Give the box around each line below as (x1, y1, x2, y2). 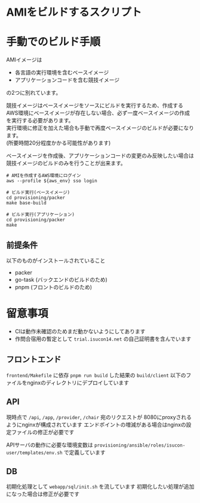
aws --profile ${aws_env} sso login (6, 178, 97, 184)
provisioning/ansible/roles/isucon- (94, 442, 186, 448)
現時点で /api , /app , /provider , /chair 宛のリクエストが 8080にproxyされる (6, 413, 192, 420)
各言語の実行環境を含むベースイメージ (14, 69, 109, 76)
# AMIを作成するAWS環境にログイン (6, 173, 81, 179)
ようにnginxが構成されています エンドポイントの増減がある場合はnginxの (6, 421, 186, 428)
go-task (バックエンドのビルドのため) (14, 276, 107, 283)
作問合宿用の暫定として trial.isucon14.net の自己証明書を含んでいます (14, 335, 192, 342)
